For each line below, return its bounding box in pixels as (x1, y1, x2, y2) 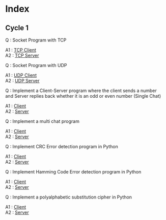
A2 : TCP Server (5, 52, 39, 58)
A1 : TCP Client (5, 47, 37, 53)
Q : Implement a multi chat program (5, 118, 80, 124)
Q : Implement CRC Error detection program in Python (5, 144, 118, 149)
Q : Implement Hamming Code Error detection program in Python (5, 169, 142, 174)
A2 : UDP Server (5, 78, 40, 83)
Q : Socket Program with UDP (5, 62, 67, 68)
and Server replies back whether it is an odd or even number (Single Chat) (5, 93, 161, 99)
